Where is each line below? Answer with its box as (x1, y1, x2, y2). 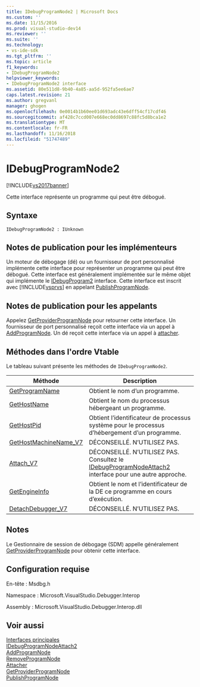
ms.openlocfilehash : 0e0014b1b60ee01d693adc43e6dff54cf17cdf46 (6, 109, 167, 114)
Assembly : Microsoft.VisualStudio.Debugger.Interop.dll (6, 603, 142, 610)
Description (123, 376, 157, 385)
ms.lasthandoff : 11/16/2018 (6, 131, 76, 137)
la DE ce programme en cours (89, 487, 172, 496)
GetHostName (9, 400, 49, 409)
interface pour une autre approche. (89, 470, 187, 478)
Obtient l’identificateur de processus (89, 413, 191, 422)
